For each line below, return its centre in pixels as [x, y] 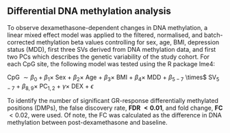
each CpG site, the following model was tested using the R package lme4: [111, 63]
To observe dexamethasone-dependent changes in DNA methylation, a [107, 27]
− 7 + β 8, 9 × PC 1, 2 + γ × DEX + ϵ [50, 87]
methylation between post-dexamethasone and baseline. [87, 123]
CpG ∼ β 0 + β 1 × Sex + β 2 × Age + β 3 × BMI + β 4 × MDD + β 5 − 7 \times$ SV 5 [113, 78]
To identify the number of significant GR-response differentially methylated [113, 101]
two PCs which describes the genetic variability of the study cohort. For [108, 57]
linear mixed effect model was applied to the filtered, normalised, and [105, 35]
